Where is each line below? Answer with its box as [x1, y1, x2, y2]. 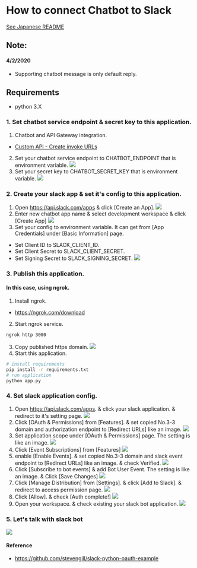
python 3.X [14, 103, 42, 110]
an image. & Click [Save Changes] [14, 472, 99, 480]
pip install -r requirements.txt [6, 366, 89, 373]
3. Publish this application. [6, 269, 85, 278]
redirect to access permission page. [14, 486, 103, 493]
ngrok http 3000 [6, 332, 46, 338]
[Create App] [14, 217, 47, 224]
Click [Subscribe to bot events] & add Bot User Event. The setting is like [14, 465, 190, 472]
